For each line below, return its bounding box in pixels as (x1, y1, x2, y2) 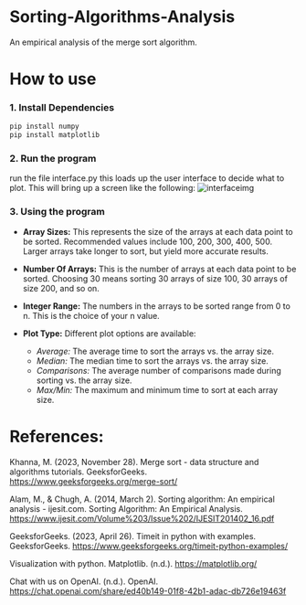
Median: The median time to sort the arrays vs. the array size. (36, 355, 269, 366)
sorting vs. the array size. (36, 375, 132, 386)
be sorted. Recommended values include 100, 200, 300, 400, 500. (22, 236, 272, 247)
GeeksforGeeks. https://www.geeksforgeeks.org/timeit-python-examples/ (9, 540, 289, 551)
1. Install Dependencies (9, 101, 115, 114)
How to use (9, 69, 97, 90)
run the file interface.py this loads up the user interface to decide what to (9, 173, 285, 184)
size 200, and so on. (22, 282, 100, 293)
